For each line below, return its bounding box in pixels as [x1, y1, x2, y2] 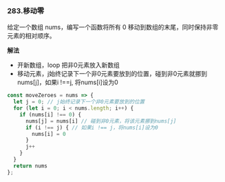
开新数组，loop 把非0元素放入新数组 [17, 61, 120, 70]
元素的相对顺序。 [7, 32, 56, 40]
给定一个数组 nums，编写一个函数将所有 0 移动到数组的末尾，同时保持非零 [7, 23, 219, 32]
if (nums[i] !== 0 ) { [19, 111, 81, 118]
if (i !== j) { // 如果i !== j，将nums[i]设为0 [25, 124, 158, 131]
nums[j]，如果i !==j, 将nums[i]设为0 [17, 78, 118, 87]
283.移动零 [7, 6, 45, 15]
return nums [13, 162, 48, 170]
